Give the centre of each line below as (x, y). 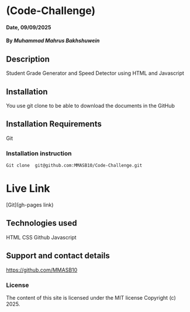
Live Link (28, 189)
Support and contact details (58, 256)
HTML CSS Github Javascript (42, 237)
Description (28, 59)
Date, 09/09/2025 (29, 27)
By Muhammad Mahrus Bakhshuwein (53, 41)
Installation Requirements (54, 124)
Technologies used (42, 223)
